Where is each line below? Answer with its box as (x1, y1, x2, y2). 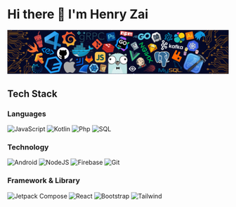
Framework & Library (7, 175, 81, 185)
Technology (7, 142, 49, 152)
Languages (7, 109, 47, 119)
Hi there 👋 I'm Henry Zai (7, 6, 149, 22)
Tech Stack (7, 88, 58, 100)
